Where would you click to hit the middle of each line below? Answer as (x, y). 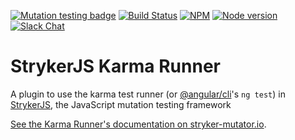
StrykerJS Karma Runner (115, 66)
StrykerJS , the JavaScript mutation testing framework (121, 104)
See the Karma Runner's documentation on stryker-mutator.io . (138, 124)
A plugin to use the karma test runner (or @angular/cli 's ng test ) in (148, 94)
